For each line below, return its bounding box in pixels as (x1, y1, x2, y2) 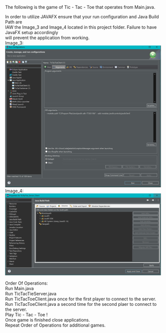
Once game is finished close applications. (5, 317, 90, 323)
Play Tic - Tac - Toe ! (5, 312, 48, 318)
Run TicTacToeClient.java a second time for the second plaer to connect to (5, 301, 157, 307)
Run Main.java (5, 286, 34, 291)
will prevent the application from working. (5, 35, 90, 41)
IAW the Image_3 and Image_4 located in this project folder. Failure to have (5, 24, 157, 30)
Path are (5, 19, 22, 25)
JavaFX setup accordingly (5, 30, 58, 35)
